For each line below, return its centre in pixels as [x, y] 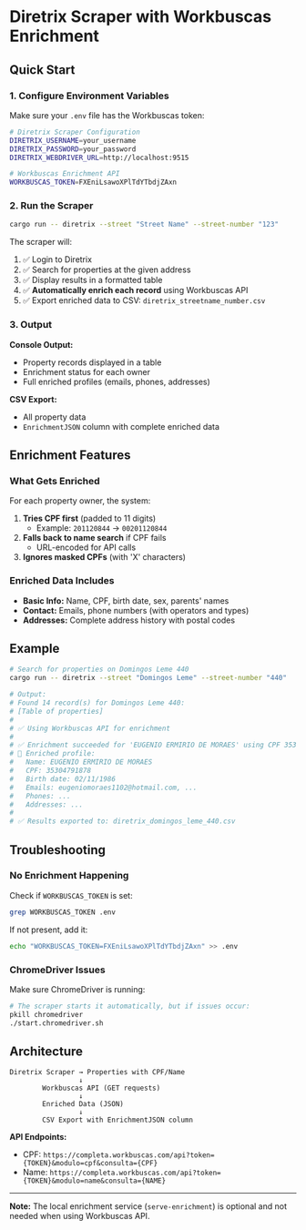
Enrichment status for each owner [86, 371]
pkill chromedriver [46, 1014]
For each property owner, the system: [80, 501]
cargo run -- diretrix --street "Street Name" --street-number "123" [144, 225]
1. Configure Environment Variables [90, 96]
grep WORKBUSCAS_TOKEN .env [63, 912]
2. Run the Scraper [51, 206]
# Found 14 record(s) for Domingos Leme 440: [97, 703]
